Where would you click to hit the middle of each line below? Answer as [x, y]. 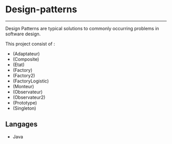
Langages [21, 124]
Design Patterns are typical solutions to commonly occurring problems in [82, 28]
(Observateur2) [29, 97]
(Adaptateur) [26, 54]
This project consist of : [30, 44]
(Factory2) [24, 75]
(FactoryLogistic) [31, 81]
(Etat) [18, 65]
